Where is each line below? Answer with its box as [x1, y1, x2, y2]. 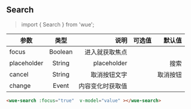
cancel [9, 70, 29, 78]
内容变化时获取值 [78, 81, 127, 90]
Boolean [49, 48, 73, 56]
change [9, 81, 32, 90]
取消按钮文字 [90, 70, 127, 79]
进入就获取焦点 [84, 48, 127, 56]
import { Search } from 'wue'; [21, 20, 95, 28]
